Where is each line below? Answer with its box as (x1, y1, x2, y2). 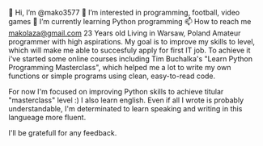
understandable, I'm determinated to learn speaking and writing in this (8, 104, 243, 113)
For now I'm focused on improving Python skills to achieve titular (8, 87, 224, 96)
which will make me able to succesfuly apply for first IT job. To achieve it (8, 45, 251, 55)
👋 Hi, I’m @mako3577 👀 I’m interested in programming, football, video (8, 8, 240, 17)
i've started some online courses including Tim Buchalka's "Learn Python (8, 54, 253, 64)
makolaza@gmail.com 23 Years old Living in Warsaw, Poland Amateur (8, 28, 241, 38)
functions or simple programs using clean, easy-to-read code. (8, 71, 216, 81)
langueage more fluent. (8, 113, 87, 122)
